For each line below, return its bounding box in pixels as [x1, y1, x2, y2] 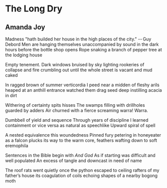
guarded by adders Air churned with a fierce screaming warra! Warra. [5, 108, 149, 113]
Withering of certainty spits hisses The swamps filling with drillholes [5, 102, 146, 108]
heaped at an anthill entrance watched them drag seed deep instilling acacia [5, 87, 162, 93]
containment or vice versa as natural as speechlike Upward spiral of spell [5, 123, 156, 128]
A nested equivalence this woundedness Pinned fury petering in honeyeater [5, 132, 162, 138]
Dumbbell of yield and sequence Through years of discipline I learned [5, 117, 149, 123]
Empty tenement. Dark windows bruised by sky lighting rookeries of [5, 62, 145, 67]
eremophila [5, 143, 28, 149]
